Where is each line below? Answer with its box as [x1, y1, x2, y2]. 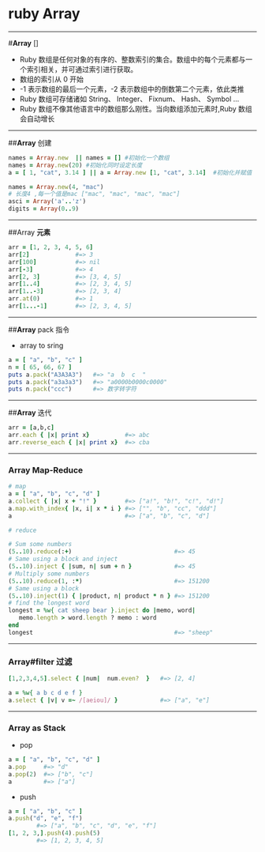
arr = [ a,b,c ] [8, 424, 55, 432]
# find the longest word [8, 599, 90, 607]
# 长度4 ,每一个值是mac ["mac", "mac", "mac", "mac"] [8, 190, 181, 198]
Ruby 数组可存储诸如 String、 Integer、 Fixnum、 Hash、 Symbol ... [19, 94, 240, 104]
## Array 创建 [8, 138, 52, 147]
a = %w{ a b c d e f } [8, 689, 83, 697]
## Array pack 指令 [8, 325, 69, 334]
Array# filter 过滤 [8, 656, 73, 667]
